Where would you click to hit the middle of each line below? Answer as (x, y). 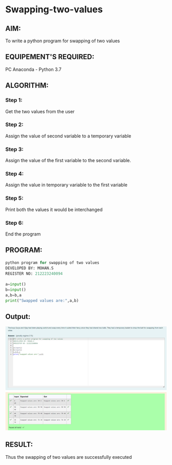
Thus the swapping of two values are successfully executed (69, 457)
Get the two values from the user (40, 111)
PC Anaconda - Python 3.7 (33, 69)
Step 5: (15, 198)
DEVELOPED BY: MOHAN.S (29, 268)
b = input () (16, 290)
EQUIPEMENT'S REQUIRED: (50, 57)
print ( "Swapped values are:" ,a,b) (42, 300)
